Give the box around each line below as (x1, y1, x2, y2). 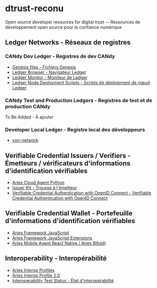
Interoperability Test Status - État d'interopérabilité (12, 277, 114, 283)
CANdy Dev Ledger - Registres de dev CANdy (5, 53, 116, 60)
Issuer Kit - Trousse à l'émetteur (12, 185, 77, 191)
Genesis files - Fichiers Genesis (12, 64, 77, 70)
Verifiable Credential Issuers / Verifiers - (5, 152, 131, 160)
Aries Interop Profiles (12, 267, 55, 273)
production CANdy (5, 103, 50, 110)
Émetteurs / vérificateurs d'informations (5, 159, 131, 167)
